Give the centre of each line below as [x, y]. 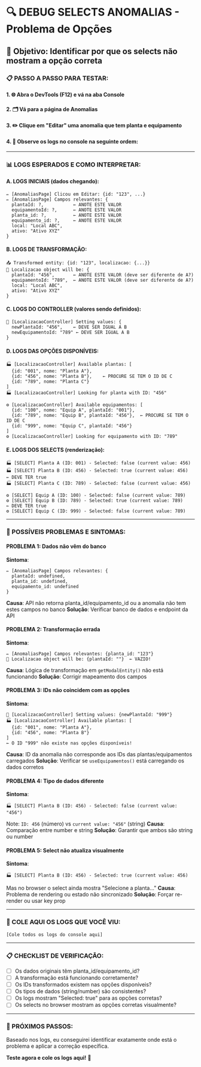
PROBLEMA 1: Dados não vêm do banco [56, 546]
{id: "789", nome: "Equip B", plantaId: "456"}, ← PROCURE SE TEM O [100, 416]
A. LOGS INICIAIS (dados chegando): [53, 181]
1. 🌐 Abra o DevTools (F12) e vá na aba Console [65, 95]
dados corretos [25, 767]
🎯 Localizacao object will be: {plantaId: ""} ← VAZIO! [79, 659]
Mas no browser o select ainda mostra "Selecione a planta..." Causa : [91, 888]
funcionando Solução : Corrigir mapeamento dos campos [77, 676]
